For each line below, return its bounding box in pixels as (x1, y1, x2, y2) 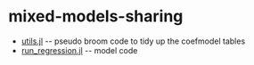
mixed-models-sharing (8, 6, 184, 27)
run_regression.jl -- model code (20, 45, 138, 55)
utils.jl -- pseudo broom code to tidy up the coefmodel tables (20, 36, 246, 46)
